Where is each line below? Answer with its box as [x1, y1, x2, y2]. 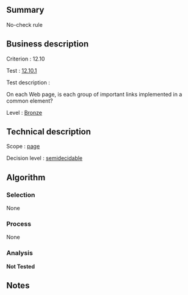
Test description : [6, 79, 51, 86]
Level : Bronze [6, 109, 43, 116]
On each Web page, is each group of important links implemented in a [6, 90, 183, 98]
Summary [6, 5, 45, 15]
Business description [6, 39, 89, 49]
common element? [6, 97, 53, 104]
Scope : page [6, 143, 40, 150]
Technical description [6, 126, 92, 137]
